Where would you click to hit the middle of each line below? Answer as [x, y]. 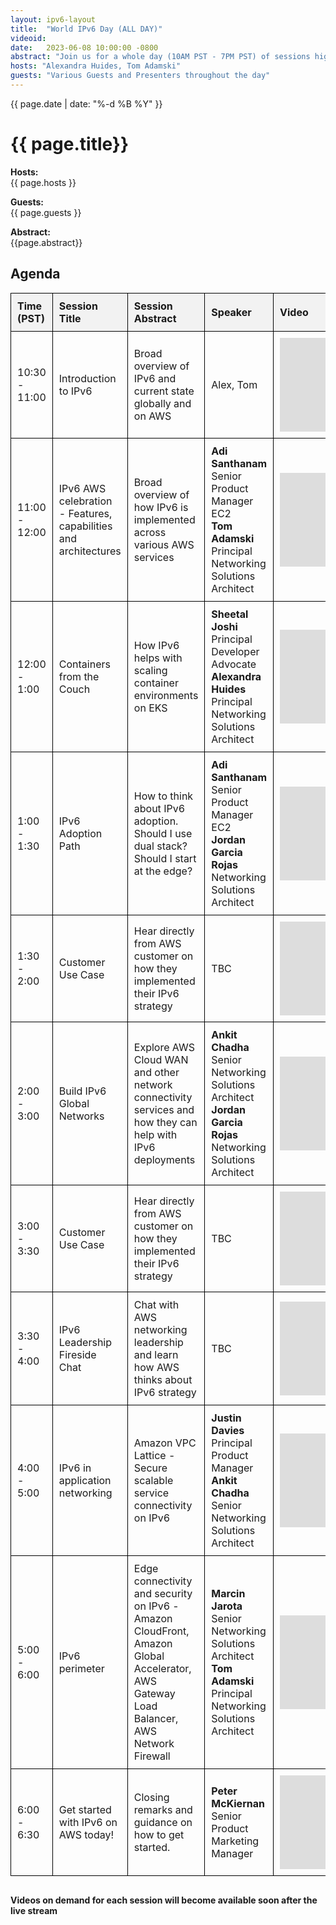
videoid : [28, 38]
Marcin [228, 1593]
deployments [164, 1159]
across [150, 532]
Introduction [87, 378]
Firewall [152, 1756]
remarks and [163, 1809]
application [85, 1480]
